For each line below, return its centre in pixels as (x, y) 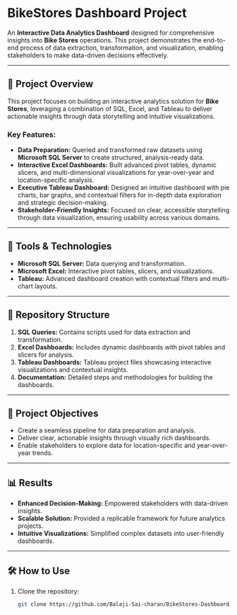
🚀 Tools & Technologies (60, 247)
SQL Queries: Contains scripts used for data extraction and (104, 332)
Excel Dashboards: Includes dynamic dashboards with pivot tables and (121, 347)
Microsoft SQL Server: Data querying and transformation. (102, 263)
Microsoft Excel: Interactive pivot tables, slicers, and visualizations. (116, 271)
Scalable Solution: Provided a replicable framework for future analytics (121, 519)
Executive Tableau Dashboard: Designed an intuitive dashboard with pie (123, 188)
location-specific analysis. (56, 180)
